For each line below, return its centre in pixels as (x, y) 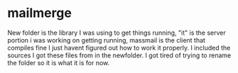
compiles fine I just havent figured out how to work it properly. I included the (119, 47)
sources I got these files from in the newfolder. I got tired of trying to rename (119, 55)
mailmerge (40, 13)
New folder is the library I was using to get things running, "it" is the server (117, 33)
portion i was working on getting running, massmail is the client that (107, 40)
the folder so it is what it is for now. (59, 62)
